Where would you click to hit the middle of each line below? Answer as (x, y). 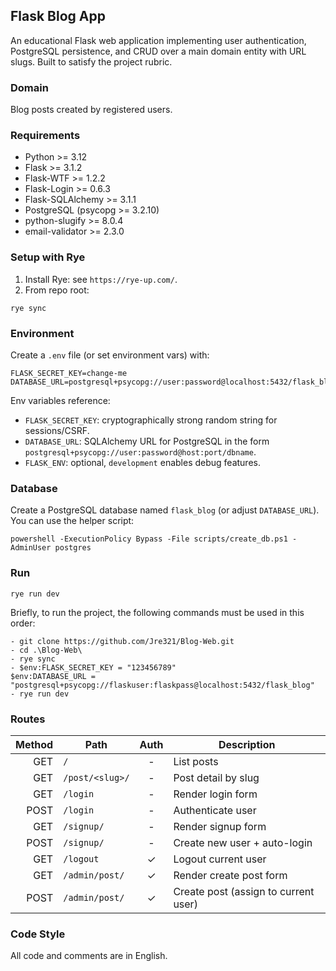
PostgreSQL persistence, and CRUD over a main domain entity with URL (158, 51)
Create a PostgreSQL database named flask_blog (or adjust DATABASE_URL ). (165, 510)
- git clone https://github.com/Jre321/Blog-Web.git (122, 641)
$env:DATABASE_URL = (53, 676)
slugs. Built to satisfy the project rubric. (91, 61)
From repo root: (57, 290)
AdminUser (31, 548)
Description (247, 744)
